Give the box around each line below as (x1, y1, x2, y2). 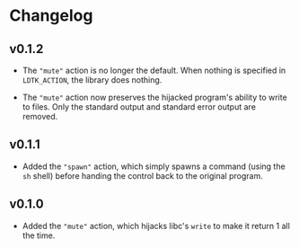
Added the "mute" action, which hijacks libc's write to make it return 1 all (22, 220, 290, 231)
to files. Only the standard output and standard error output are (22, 102, 256, 112)
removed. (22, 111, 58, 121)
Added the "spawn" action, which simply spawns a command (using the (22, 161, 286, 172)
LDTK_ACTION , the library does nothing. (22, 75, 163, 85)
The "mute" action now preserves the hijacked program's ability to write (22, 92, 287, 102)
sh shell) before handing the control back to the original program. (22, 170, 263, 181)
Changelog (9, 5, 93, 26)
